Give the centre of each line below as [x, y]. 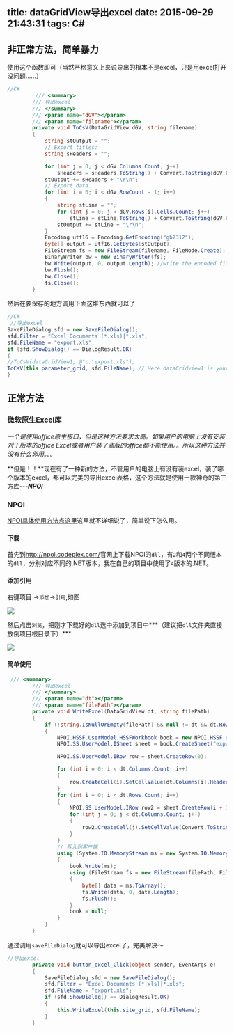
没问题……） [25, 76]
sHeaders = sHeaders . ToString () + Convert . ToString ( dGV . [141, 173]
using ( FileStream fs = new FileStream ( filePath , [143, 873]
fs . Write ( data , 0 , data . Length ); [130, 892]
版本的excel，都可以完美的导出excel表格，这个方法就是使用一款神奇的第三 [120, 477]
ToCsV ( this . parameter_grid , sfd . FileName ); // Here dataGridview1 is [110, 369]
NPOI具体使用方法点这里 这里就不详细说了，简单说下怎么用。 [94, 521]
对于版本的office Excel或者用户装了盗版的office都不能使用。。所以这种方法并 [116, 445]
